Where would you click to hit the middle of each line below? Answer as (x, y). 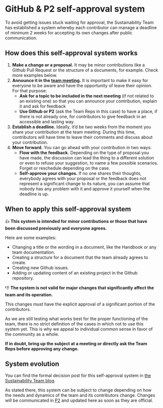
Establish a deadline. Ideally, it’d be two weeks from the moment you (81, 127)
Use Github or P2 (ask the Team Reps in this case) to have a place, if (88, 111)
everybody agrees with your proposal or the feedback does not (83, 178)
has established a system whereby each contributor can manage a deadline (81, 27)
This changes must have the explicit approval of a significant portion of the (80, 304)
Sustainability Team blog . (30, 381)
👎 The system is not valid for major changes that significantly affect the (80, 288)
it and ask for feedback (43, 106)
